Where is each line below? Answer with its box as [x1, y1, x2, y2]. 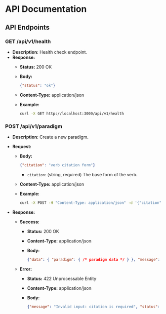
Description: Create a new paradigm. [12, 134, 89, 140]
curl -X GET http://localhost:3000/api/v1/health [19, 111, 124, 116]
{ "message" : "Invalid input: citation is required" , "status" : [27, 304, 161, 309]
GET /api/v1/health [5, 38, 51, 45]
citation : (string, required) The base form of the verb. [27, 171, 138, 177]
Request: [12, 143, 32, 149]
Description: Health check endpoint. [12, 49, 87, 55]
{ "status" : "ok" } [19, 83, 56, 88]
